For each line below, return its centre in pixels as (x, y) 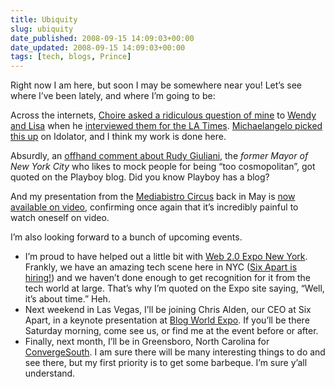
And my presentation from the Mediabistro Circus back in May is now (153, 197)
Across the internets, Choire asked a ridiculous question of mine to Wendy (163, 115)
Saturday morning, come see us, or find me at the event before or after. (171, 331)
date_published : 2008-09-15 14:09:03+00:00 (102, 38)
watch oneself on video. (60, 218)
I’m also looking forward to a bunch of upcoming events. (126, 237)
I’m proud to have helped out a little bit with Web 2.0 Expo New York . (166, 257)
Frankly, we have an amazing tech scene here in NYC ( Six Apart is (161, 267)
